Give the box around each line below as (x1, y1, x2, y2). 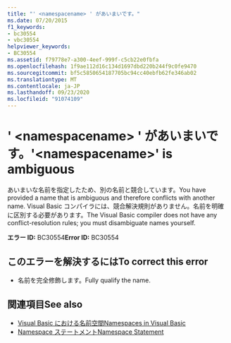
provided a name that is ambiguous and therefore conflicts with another (7, 193, 216, 202)
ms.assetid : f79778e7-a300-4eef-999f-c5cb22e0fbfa (7, 56, 159, 64)
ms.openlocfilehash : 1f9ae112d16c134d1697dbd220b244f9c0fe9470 (7, 63, 197, 70)
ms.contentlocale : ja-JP (7, 83, 80, 90)
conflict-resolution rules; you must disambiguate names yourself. (7, 218, 196, 227)
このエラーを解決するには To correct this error (7, 255, 208, 268)
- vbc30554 (7, 37, 39, 44)
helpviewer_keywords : (7, 43, 71, 50)
